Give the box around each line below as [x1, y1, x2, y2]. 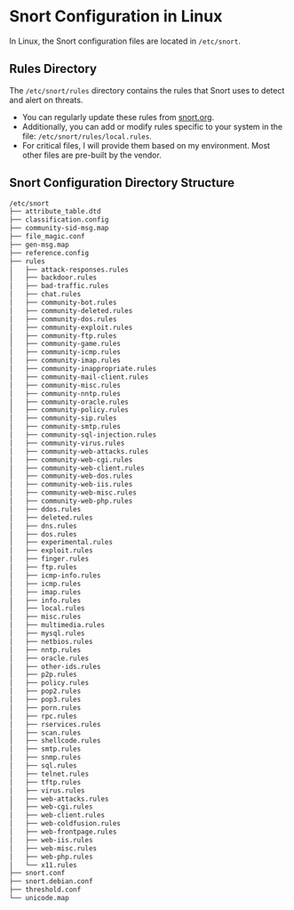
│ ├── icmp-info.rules [9, 571, 101, 580]
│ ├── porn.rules [9, 703, 82, 713]
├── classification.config [9, 215, 109, 224]
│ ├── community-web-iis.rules [9, 480, 133, 489]
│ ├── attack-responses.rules [9, 265, 129, 274]
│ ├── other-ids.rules [9, 662, 101, 671]
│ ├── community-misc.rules [9, 381, 122, 390]
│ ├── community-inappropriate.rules [9, 365, 157, 374]
